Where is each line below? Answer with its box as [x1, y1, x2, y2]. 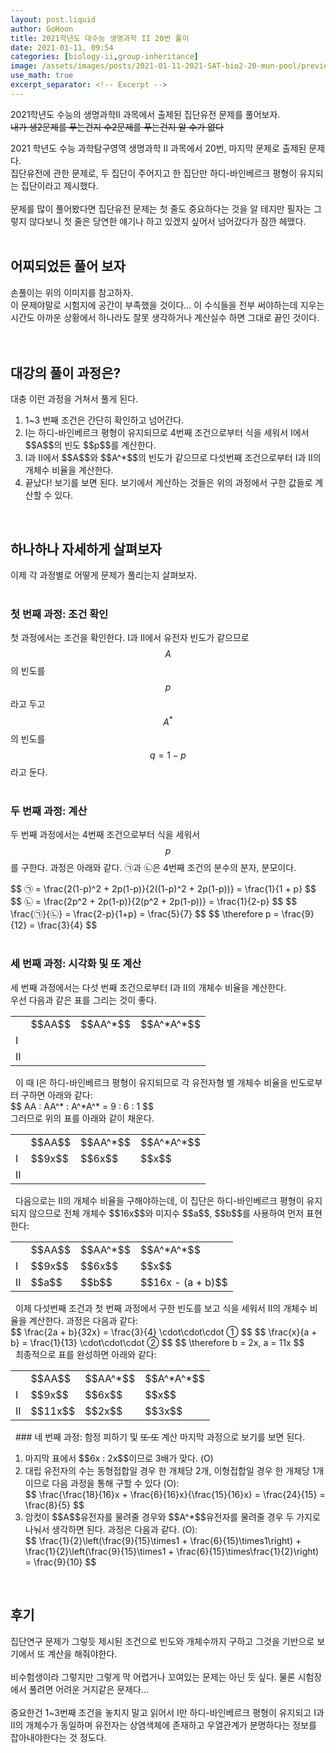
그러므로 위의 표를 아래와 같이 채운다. [10, 1112, 155, 1124]
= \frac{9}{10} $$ [24, 1556, 97, 1568]
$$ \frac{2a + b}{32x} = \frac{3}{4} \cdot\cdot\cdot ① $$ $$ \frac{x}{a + [10, 1326, 318, 1338]
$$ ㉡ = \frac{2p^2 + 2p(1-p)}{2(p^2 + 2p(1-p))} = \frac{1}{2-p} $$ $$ [10, 896, 298, 908]
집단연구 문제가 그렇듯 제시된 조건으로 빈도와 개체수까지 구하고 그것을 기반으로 [10, 1635, 315, 1647]
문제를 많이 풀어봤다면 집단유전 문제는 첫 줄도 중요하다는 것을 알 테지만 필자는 [10, 202, 312, 215]
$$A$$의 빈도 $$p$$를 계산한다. [24, 439, 157, 451]
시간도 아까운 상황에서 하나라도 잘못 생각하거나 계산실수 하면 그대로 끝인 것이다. [10, 311, 320, 323]
